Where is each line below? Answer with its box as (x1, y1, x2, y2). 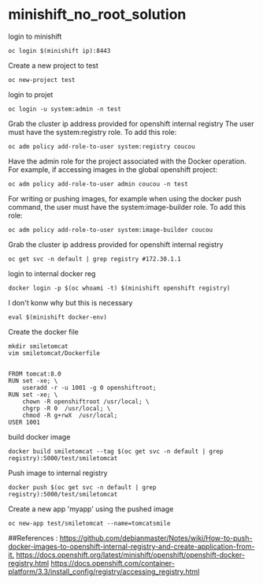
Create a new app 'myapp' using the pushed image (8, 504, 174, 514)
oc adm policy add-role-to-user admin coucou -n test (8, 180, 189, 188)
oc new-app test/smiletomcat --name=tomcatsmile (8, 519, 171, 527)
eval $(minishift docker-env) (8, 313, 108, 321)
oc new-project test (8, 76, 76, 84)
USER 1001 (8, 418, 41, 426)
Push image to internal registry (8, 468, 108, 477)
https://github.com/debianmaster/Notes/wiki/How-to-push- (59, 533, 253, 542)
